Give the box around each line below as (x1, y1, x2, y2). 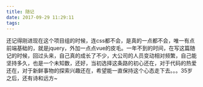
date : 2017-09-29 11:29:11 (6, 14, 74, 20)
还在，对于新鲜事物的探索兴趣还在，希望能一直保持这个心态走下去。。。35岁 (6, 67, 193, 74)
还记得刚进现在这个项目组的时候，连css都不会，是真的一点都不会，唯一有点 (6, 37, 195, 44)
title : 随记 (6, 8, 34, 15)
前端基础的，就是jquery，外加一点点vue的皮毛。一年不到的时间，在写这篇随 (6, 44, 196, 52)
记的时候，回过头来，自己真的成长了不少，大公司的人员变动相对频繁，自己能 (6, 52, 197, 59)
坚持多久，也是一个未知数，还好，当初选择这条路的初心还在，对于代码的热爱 (6, 59, 197, 67)
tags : (6, 20, 20, 26)
